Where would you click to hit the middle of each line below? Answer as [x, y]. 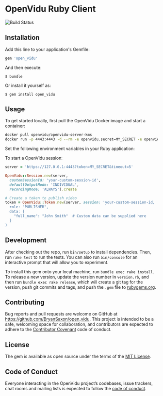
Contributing [25, 302]
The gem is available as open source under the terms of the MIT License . [78, 356]
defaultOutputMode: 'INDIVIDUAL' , [44, 185]
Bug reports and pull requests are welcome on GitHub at [61, 314]
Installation [22, 38]
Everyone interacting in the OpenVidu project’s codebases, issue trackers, [79, 383]
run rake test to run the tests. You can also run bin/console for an [71, 257]
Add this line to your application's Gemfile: [47, 49]
